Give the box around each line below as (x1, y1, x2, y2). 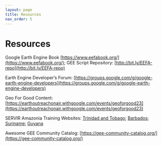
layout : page (5, 7, 32, 12)
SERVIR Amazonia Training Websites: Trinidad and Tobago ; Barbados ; (5, 115, 149, 121)
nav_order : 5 (5, 16, 32, 21)
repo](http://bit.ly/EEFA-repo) (5, 65, 65, 71)
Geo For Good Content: (5, 95, 53, 101)
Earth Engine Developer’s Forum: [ (5, 75, 76, 81)
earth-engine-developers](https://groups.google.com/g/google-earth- (5, 80, 150, 86)
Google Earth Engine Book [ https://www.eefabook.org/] (5, 54, 119, 60)
